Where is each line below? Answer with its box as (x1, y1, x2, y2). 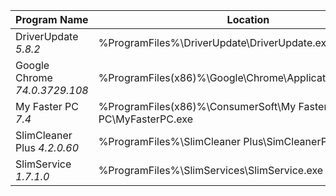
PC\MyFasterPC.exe (98, 112, 193, 126)
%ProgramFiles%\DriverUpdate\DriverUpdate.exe (98, 36, 333, 49)
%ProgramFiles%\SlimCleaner (98, 135, 242, 148)
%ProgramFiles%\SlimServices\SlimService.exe (98, 164, 324, 177)
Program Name (15, 13, 89, 26)
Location (226, 13, 270, 26)
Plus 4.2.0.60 (15, 141, 80, 154)
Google (15, 59, 50, 72)
